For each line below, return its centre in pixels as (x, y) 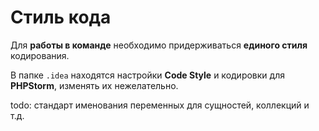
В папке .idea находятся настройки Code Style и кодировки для (147, 75)
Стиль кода (61, 17)
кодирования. (40, 55)
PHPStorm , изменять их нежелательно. (94, 85)
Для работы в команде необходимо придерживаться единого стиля (159, 45)
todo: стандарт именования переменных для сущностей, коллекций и (160, 105)
